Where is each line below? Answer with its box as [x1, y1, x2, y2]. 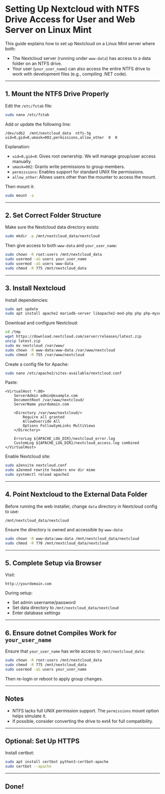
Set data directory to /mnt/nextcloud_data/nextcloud [12, 605, 119, 611]
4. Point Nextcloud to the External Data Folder [5, 490, 148, 499]
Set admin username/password [12, 600, 76, 605]
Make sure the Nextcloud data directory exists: [5, 224, 100, 230]
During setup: [5, 590, 33, 596]
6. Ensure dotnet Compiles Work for [5, 629, 117, 637]
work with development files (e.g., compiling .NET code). [12, 71, 128, 77]
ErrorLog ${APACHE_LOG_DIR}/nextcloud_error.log [14, 436, 115, 441]
